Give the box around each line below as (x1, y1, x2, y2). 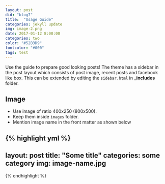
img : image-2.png (5, 26, 42, 32)
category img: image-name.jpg (5, 159, 106, 168)
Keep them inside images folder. (12, 114, 79, 120)
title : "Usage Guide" (5, 17, 53, 22)
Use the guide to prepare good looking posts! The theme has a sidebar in (5, 64, 159, 70)
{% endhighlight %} (5, 172, 47, 178)
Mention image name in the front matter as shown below (12, 119, 131, 125)
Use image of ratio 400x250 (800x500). (12, 108, 97, 114)
